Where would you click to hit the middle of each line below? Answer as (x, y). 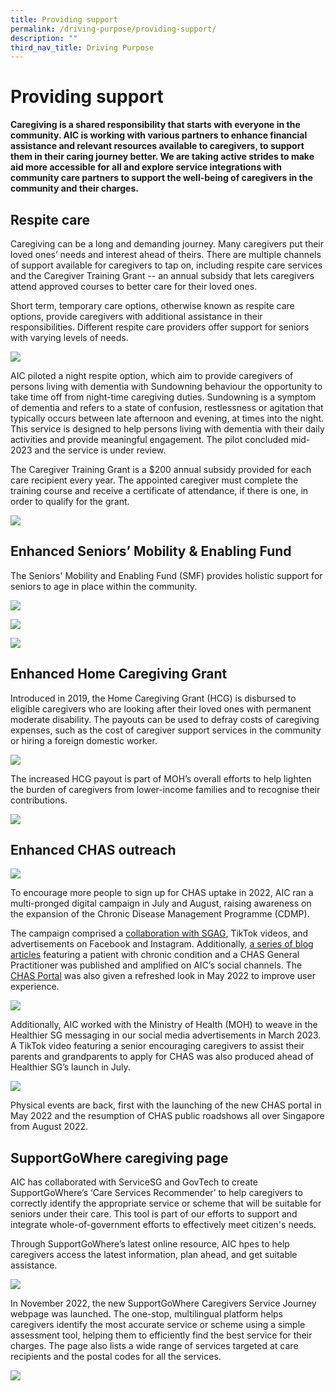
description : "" (44, 38)
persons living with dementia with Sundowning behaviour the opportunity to (166, 386)
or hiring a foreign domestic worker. (84, 740)
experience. (35, 987)
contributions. (39, 800)
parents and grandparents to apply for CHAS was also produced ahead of (162, 1057)
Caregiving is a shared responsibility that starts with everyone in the (155, 125)
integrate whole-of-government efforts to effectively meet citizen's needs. (163, 1225)
